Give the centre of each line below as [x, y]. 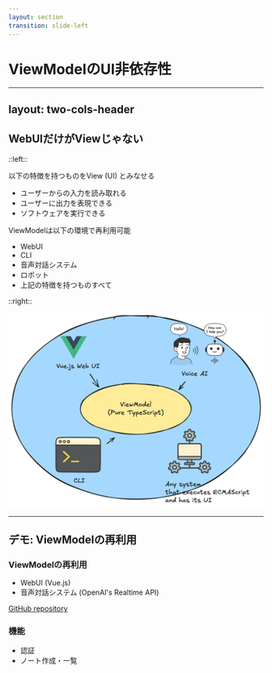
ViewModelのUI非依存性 [90, 69]
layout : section [36, 17]
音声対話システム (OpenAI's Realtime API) [89, 593]
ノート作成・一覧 [49, 660]
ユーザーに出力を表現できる [66, 203]
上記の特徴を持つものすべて [66, 285]
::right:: [20, 301]
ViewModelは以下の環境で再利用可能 [70, 230]
